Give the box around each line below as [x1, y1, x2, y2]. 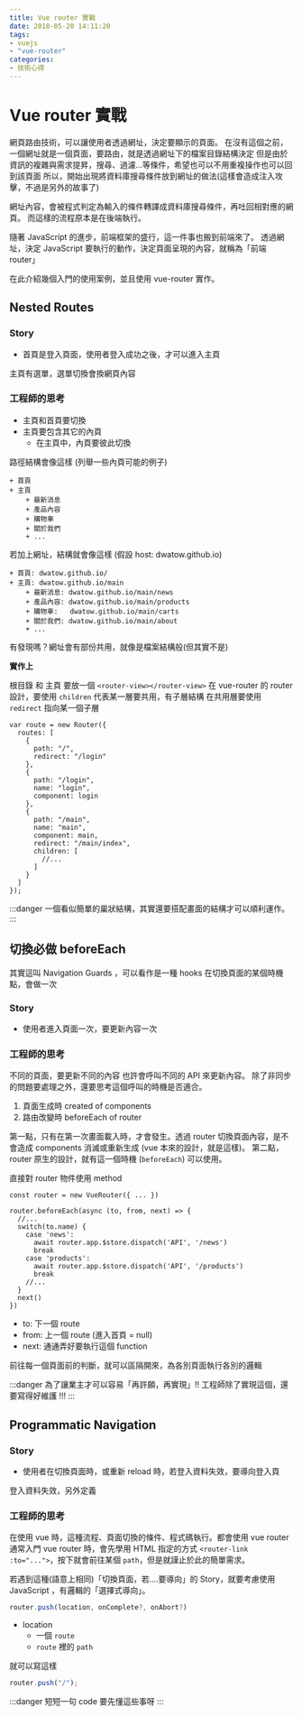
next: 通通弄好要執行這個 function [22, 1341, 148, 1352]
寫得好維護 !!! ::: [16, 1390, 76, 1401]
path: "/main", [32, 815, 91, 824]
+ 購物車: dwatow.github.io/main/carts [25, 606, 179, 616]
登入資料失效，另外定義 [9, 1485, 96, 1496]
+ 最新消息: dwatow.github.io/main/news [25, 587, 174, 596]
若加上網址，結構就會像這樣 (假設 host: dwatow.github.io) [9, 549, 223, 559]
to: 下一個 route [22, 1318, 80, 1329]
